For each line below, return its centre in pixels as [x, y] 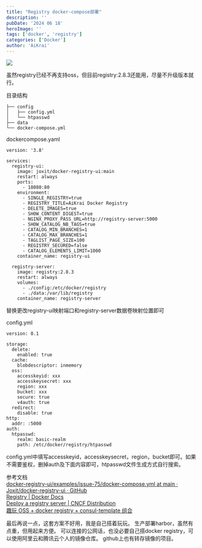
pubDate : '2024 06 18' [35, 23]
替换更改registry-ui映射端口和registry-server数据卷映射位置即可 [85, 310]
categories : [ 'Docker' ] [36, 40]
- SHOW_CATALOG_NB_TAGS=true [59, 224]
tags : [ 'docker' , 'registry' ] [44, 34]
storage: [17, 344]
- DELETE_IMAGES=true [49, 208]
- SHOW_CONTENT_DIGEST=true [58, 214]
